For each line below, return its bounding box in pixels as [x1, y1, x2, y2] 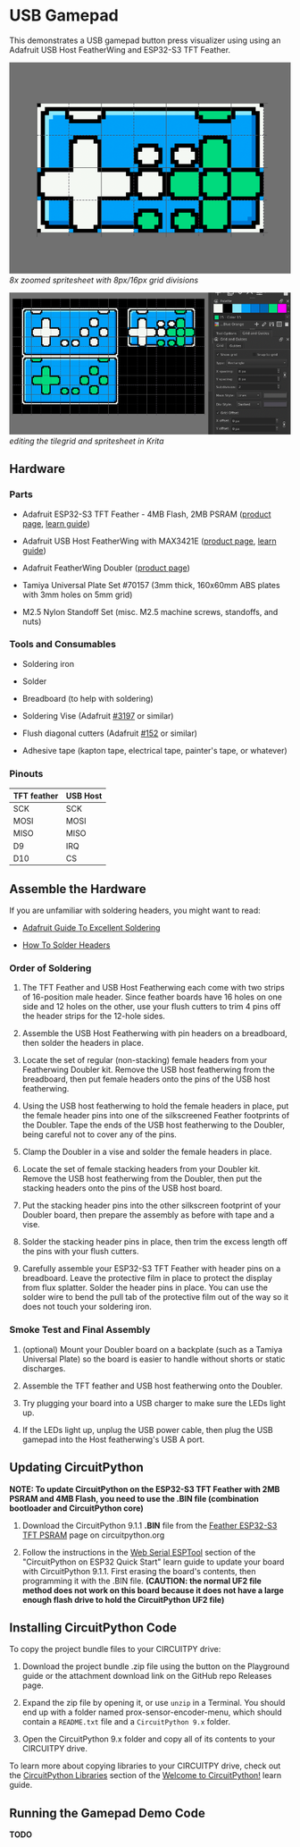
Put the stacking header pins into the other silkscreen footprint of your [21, 1200, 281, 1211]
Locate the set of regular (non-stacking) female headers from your [21, 1055, 268, 1066]
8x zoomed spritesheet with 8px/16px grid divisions [9, 274, 199, 285]
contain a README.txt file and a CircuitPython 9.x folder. [21, 1716, 230, 1727]
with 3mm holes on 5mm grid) [21, 589, 133, 600]
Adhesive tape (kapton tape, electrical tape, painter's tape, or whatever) [21, 745, 287, 755]
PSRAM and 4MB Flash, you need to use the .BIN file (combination [9, 1493, 259, 1504]
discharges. [21, 1362, 66, 1373]
